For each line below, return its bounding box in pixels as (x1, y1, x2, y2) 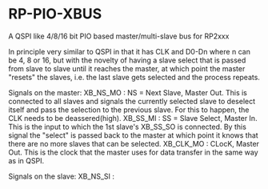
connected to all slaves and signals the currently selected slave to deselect (8, 96, 256, 106)
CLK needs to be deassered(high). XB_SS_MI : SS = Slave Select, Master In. (8, 113, 258, 123)
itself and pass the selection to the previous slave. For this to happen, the (8, 105, 250, 115)
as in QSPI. (8, 155, 45, 165)
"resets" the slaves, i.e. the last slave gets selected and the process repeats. (8, 72, 260, 82)
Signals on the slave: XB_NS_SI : (8, 171, 114, 181)
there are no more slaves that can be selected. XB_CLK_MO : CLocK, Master (8, 139, 260, 148)
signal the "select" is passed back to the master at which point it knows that (8, 130, 258, 140)
